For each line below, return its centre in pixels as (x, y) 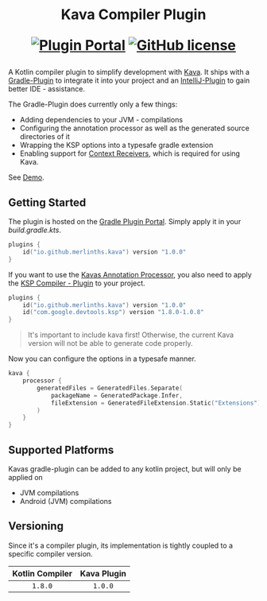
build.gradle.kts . (35, 230)
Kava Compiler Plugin (133, 15)
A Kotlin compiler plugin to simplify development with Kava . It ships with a (129, 72)
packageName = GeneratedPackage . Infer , (116, 395)
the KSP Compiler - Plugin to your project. (77, 283)
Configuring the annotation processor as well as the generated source (135, 128)
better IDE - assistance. (47, 89)
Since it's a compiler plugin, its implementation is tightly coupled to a (120, 545)
